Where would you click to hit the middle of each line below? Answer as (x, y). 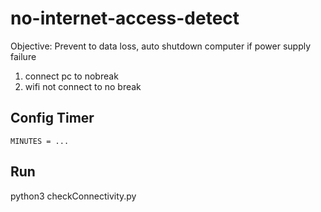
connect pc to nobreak (71, 76)
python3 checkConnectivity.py (73, 196)
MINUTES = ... (40, 141)
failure (23, 56)
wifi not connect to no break (83, 86)
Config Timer (52, 118)
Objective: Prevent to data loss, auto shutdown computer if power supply (161, 46)
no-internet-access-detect (125, 18)
